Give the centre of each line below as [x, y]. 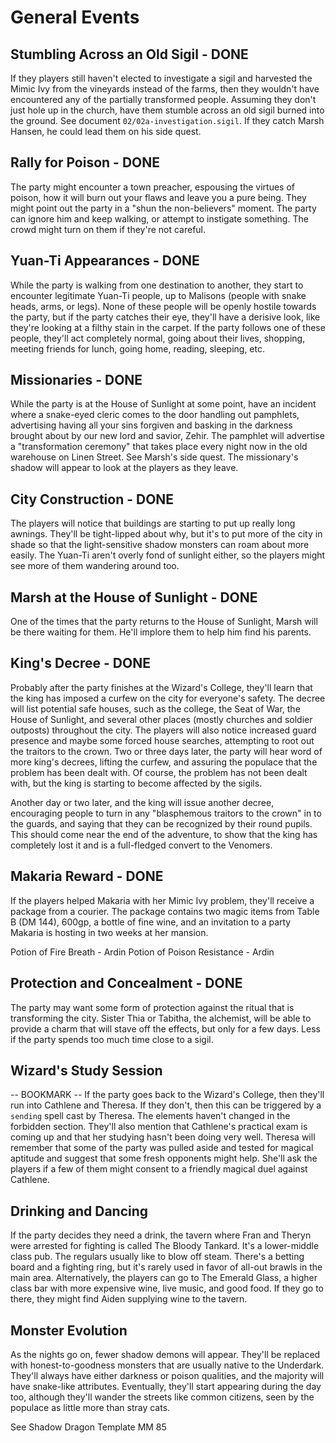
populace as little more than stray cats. [90, 1407]
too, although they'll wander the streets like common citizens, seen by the [162, 1397]
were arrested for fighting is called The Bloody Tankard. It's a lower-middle [165, 1246]
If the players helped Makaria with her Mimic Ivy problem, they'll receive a [162, 900]
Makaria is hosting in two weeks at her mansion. [109, 932]
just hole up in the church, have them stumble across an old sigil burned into [167, 110]
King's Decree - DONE [80, 663]
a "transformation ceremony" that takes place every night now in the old [159, 447]
